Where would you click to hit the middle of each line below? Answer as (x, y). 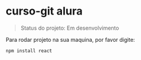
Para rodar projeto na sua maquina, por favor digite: (70, 39)
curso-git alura (44, 11)
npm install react (29, 51)
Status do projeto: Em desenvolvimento (70, 28)
